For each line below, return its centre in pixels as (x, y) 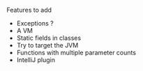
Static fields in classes (49, 38)
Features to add (29, 10)
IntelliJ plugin (36, 60)
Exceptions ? (35, 23)
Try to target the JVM (47, 45)
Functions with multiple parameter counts (76, 52)
